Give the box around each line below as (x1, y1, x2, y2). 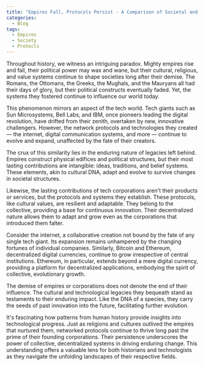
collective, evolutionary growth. (6, 270, 86, 278)
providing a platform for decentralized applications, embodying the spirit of (6, 264, 195, 271)
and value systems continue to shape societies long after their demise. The (6, 73, 195, 80)
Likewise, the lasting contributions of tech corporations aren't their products (6, 186, 198, 194)
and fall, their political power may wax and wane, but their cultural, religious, (6, 66, 199, 74)
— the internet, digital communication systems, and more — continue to (6, 130, 188, 138)
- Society (12, 37, 37, 44)
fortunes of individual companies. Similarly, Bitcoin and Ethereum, (6, 244, 172, 251)
